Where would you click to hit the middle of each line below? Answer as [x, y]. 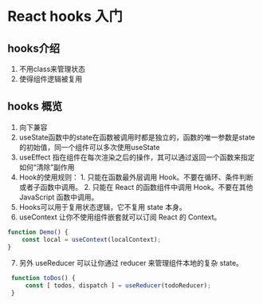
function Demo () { [38, 232]
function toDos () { [43, 278]
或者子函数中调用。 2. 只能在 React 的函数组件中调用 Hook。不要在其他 [136, 187]
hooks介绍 [34, 48]
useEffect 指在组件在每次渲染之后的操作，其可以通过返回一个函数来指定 [137, 157]
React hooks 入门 [65, 16]
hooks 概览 [35, 107]
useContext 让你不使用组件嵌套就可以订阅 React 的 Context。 [120, 217]
